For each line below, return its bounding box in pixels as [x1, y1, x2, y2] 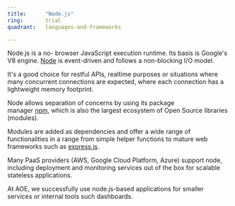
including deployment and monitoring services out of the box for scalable [7, 164, 221, 172]
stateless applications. [7, 171, 73, 180]
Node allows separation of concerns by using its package [7, 99, 175, 107]
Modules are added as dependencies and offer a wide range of [7, 128, 191, 136]
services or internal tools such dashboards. [7, 192, 133, 201]
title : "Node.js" [7, 10, 74, 18]
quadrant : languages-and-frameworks [7, 23, 121, 30]
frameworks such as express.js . [7, 143, 100, 151]
